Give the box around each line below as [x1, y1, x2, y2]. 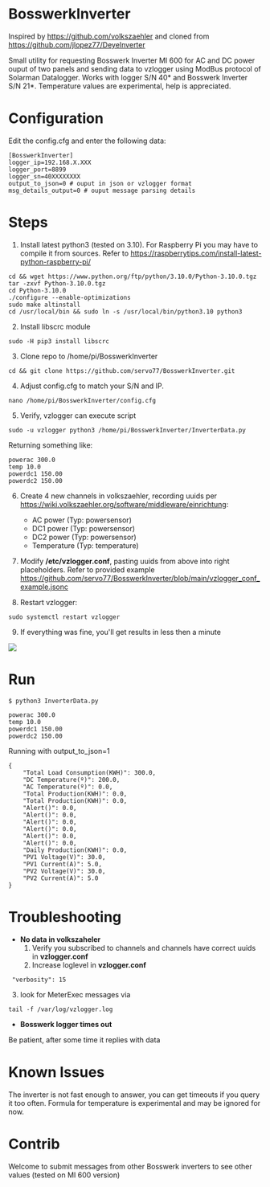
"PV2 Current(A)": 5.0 [22, 874, 99, 882]
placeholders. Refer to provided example [19, 564, 155, 575]
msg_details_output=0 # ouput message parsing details [8, 186, 196, 194]
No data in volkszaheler [19, 934, 101, 944]
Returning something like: [8, 440, 93, 450]
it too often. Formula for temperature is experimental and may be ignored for [8, 1098, 261, 1107]
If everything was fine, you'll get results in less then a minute [19, 627, 221, 636]
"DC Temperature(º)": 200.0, [22, 776, 121, 784]
